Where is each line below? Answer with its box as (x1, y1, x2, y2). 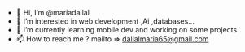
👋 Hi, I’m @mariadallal (15, 8, 90, 17)
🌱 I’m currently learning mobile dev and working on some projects (15, 25, 238, 34)
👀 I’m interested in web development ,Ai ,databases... (15, 16, 195, 26)
